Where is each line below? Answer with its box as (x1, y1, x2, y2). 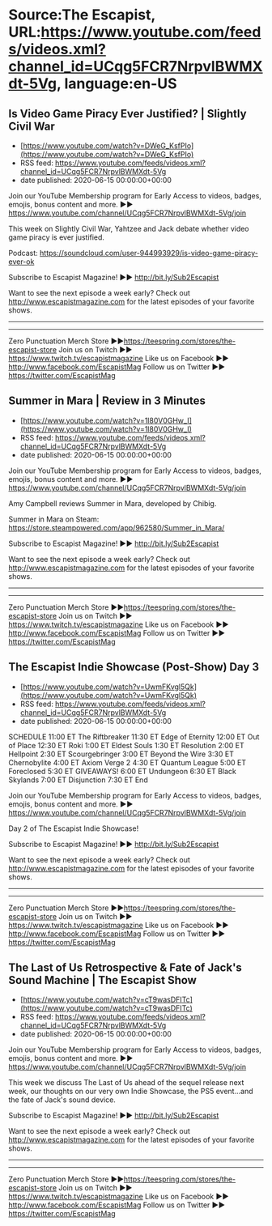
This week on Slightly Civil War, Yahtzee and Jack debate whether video (8, 224, 249, 233)
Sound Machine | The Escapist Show (8, 973, 197, 987)
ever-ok (8, 257, 35, 266)
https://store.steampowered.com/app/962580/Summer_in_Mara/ (8, 522, 225, 532)
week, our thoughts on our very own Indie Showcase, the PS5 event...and (8, 1087, 253, 1096)
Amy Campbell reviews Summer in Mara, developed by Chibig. (8, 498, 217, 508)
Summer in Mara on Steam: (8, 514, 100, 524)
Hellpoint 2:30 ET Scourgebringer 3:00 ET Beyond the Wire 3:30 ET (8, 749, 235, 759)
